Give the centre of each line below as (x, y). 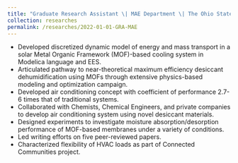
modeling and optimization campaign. (73, 85)
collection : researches (42, 20)
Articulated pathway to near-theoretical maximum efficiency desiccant (120, 70)
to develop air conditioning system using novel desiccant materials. (116, 114)
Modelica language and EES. (59, 62)
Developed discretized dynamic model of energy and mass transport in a (124, 47)
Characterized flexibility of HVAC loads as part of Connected (106, 145)
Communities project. (49, 152)
